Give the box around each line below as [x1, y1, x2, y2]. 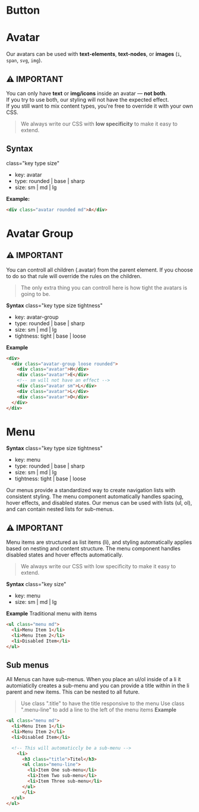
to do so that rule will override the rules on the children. [6, 272, 142, 279]
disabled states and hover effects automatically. [6, 551, 124, 559]
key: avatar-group [14, 313, 59, 320]
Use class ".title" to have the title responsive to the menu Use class [20, 700, 185, 707]
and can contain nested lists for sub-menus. [6, 506, 114, 513]
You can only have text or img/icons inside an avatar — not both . [6, 90, 168, 97]
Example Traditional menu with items [6, 610, 97, 617]
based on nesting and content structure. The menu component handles [6, 545, 181, 552]
